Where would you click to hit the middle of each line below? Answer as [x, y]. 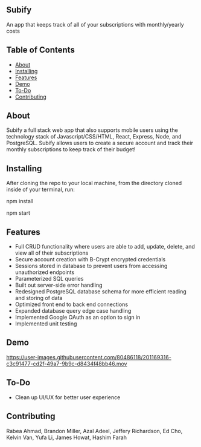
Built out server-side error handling [59, 285]
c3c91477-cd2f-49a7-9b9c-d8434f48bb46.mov [67, 364]
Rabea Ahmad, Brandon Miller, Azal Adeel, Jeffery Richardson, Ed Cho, [94, 431]
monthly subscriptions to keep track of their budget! [71, 149]
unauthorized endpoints [45, 272]
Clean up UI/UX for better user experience [68, 397]
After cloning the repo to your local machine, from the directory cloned [94, 183]
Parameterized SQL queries [49, 279]
